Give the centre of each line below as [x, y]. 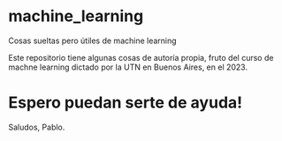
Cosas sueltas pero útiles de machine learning [93, 41]
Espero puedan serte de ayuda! [126, 103]
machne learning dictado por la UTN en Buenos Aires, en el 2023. [128, 67]
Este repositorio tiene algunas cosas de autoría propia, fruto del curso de [141, 57]
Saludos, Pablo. [37, 127]
